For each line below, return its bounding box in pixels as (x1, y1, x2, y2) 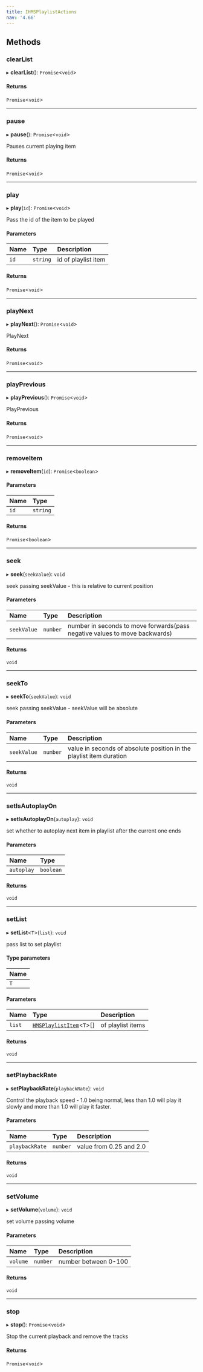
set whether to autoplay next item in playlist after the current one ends (6, 827, 181, 834)
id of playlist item (57, 256, 106, 264)
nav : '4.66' (6, 15, 36, 21)
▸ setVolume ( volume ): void (6, 1206, 72, 1213)
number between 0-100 (58, 1257, 129, 1265)
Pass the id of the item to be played (6, 216, 95, 223)
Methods (6, 37, 41, 47)
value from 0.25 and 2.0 (77, 1142, 146, 1150)
